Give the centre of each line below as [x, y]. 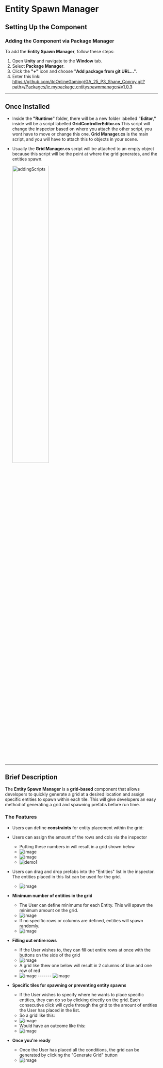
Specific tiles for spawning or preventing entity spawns [69, 985]
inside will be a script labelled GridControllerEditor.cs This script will [81, 123]
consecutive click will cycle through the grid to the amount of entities [88, 1005]
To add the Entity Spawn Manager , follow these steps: [60, 51]
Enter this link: [26, 76]
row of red [30, 971]
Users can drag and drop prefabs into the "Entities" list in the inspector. [83, 872]
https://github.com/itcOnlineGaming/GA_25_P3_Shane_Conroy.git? [78, 81]
